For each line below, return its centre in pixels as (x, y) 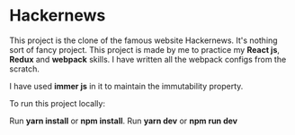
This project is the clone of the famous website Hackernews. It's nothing (143, 40)
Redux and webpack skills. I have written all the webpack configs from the (148, 59)
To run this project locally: (58, 103)
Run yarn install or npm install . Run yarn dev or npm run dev (124, 121)
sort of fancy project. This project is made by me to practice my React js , (145, 49)
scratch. (25, 69)
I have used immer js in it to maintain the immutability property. (126, 86)
